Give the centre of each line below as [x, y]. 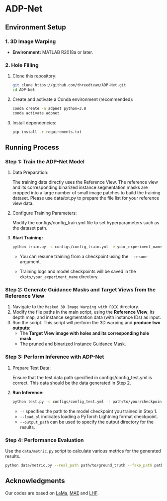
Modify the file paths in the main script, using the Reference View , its [83, 312]
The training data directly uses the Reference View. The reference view [85, 182]
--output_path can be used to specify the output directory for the [87, 422]
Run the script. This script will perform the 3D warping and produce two [86, 323]
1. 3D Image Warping [31, 41]
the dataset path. [30, 228]
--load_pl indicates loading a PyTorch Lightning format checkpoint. [89, 416]
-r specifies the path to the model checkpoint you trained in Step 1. [88, 411]
